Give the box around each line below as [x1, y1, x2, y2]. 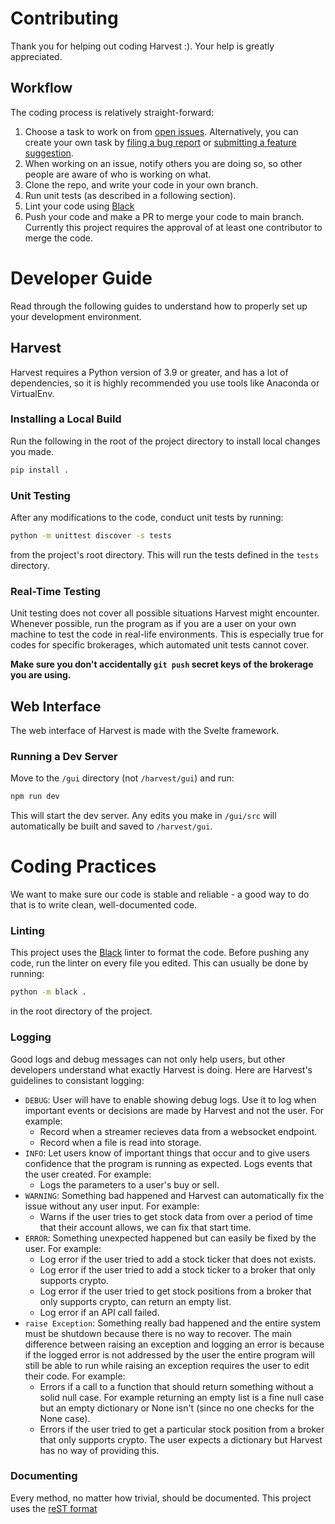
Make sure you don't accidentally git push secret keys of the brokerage [10, 658, 314, 671]
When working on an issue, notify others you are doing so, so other [24, 157, 303, 169]
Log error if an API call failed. [39, 1306, 160, 1318]
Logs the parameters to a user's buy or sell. [39, 1178, 220, 1191]
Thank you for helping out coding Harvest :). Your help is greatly [10, 40, 275, 52]
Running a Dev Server [10, 749, 118, 763]
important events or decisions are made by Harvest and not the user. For [24, 1104, 325, 1116]
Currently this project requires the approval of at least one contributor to [24, 221, 323, 233]
